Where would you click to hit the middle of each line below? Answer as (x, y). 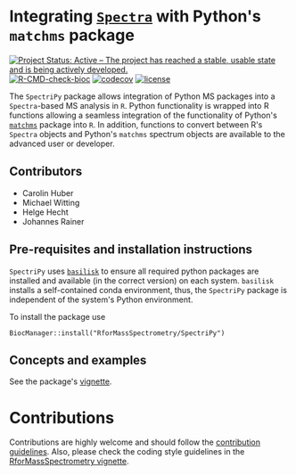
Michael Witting (51, 202)
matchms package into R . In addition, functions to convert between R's (136, 124)
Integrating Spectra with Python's (135, 16)
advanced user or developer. (62, 143)
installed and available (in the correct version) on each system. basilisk (142, 280)
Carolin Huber (48, 192)
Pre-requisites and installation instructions (131, 250)
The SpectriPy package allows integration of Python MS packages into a (142, 96)
